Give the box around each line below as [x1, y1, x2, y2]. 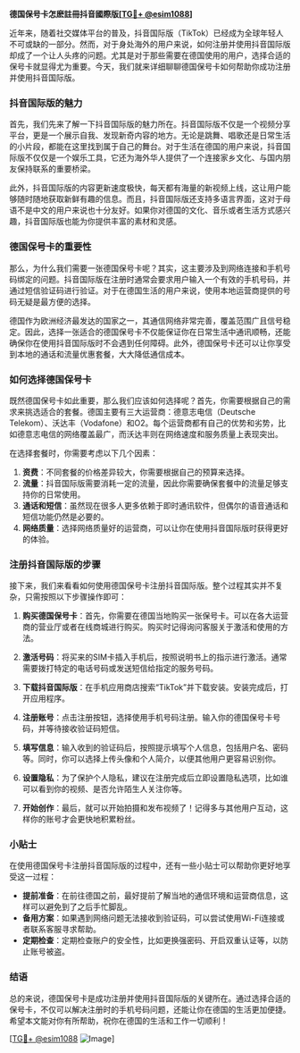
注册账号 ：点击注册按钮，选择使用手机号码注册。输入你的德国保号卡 [21, 712, 273, 723]
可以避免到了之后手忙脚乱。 [29, 902, 132, 913]
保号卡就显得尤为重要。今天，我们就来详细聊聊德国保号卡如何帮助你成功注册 [9, 62, 291, 72]
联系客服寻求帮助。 [29, 924, 101, 935]
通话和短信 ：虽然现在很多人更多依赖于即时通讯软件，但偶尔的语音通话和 [21, 500, 288, 510]
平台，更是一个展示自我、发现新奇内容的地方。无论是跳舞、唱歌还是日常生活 [9, 130, 291, 141]
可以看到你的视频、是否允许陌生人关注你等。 [21, 784, 187, 795]
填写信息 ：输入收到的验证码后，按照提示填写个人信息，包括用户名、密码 [21, 742, 288, 754]
